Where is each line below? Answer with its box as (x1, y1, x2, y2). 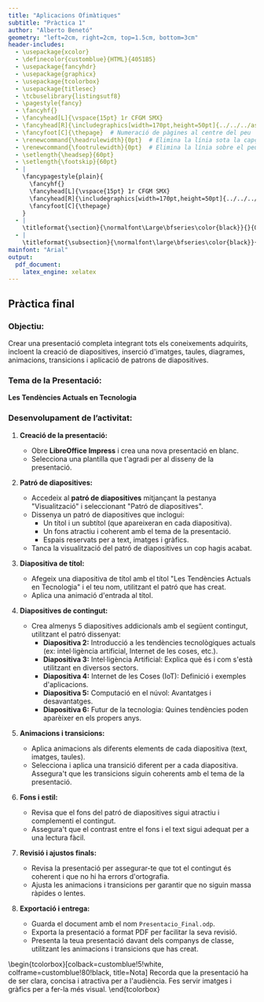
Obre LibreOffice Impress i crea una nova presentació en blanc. (31, 446, 240, 455)
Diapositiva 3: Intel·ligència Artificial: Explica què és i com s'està (42, 655, 253, 664)
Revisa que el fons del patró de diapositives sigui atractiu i (31, 807, 220, 817)
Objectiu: (8, 321, 45, 332)
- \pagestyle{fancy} (15, 99, 82, 107)
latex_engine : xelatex (22, 268, 97, 276)
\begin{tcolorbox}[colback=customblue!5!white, (8, 959, 163, 969)
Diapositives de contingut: (19, 606, 108, 615)
